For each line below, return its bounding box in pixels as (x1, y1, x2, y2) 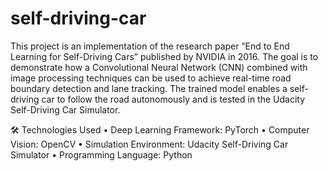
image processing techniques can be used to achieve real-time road (10, 72, 292, 84)
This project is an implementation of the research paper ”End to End (10, 40, 290, 52)
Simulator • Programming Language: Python (10, 148, 193, 161)
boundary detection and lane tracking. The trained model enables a (10, 82, 288, 94)
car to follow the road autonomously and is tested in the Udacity (41, 93, 306, 105)
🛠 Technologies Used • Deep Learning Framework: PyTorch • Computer (10, 123, 310, 136)
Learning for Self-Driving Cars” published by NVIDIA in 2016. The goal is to (10, 50, 319, 62)
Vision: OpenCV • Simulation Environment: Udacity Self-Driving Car (10, 138, 289, 150)
